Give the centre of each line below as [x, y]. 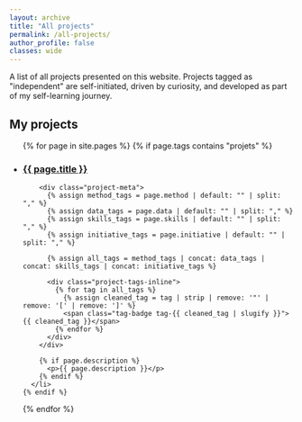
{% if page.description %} [90, 361]
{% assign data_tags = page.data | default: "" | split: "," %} [170, 211]
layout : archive [40, 18]
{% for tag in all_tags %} [106, 290]
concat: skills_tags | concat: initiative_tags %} [119, 266]
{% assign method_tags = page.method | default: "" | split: [164, 196]
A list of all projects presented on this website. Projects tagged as [131, 76]
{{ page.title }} [55, 169]
